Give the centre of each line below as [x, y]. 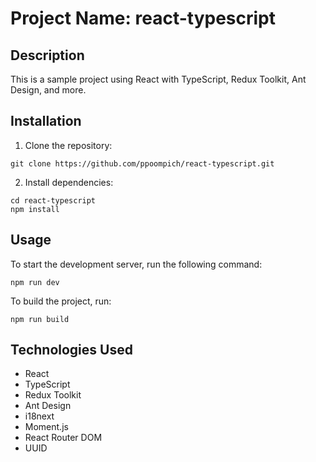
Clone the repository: [68, 145]
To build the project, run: [61, 301]
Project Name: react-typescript [143, 18]
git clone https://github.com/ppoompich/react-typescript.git [142, 163]
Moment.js [46, 427]
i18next [39, 416]
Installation [46, 121]
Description [47, 55]
